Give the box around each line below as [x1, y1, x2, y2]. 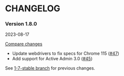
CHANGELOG [5, 3, 60, 14]
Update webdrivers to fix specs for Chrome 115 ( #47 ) [12, 51, 120, 56]
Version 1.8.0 [5, 21, 37, 27]
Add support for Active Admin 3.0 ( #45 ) [12, 56, 93, 62]
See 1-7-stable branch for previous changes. [5, 65, 96, 71]
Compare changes [5, 41, 43, 47]
